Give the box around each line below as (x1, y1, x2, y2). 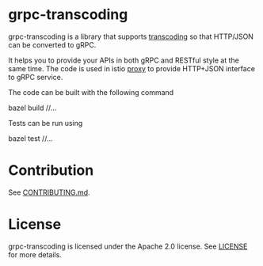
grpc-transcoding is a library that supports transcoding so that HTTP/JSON (8, 32, 253, 41)
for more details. (8, 249, 62, 259)
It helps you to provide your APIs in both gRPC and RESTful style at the (8, 55, 239, 65)
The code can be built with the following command (8, 87, 174, 97)
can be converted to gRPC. (8, 40, 97, 49)
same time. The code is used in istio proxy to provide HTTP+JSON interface (8, 63, 256, 73)
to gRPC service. (8, 72, 63, 82)
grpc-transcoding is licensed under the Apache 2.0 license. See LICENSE (8, 241, 248, 251)
